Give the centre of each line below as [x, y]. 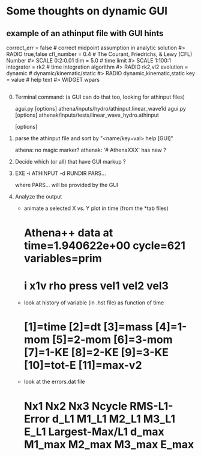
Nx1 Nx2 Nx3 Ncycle [76, 406]
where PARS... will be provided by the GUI [67, 185]
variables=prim [63, 258]
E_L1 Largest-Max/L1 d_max [94, 432]
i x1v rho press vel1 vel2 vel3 [96, 285]
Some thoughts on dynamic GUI [87, 11]
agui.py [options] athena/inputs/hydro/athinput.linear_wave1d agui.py [100, 109]
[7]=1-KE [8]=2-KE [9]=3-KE [96, 352]
